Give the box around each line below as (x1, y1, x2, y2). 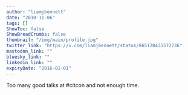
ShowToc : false (6, 25, 45, 32)
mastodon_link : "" (6, 48, 53, 54)
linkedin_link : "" (6, 59, 53, 65)
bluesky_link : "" (6, 54, 50, 60)
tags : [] (6, 20, 28, 26)
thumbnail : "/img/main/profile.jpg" (6, 37, 99, 43)
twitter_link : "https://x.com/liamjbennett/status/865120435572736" (6, 43, 183, 49)
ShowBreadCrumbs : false (6, 31, 66, 38)
